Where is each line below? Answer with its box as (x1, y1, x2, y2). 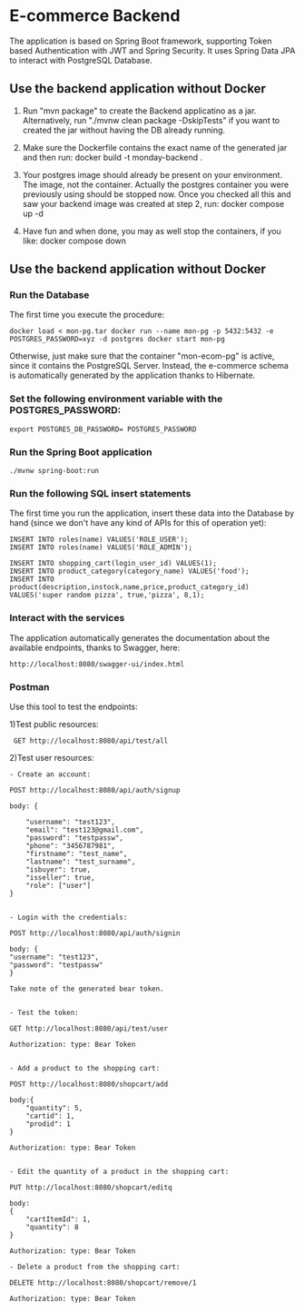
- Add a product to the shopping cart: (9, 1063, 161, 1072)
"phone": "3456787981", (25, 841, 116, 850)
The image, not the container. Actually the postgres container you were (22, 179, 289, 190)
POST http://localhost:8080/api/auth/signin (9, 928, 181, 938)
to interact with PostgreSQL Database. (9, 54, 152, 65)
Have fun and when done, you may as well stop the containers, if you (22, 225, 281, 236)
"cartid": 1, (25, 1111, 75, 1120)
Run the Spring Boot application (9, 446, 152, 459)
